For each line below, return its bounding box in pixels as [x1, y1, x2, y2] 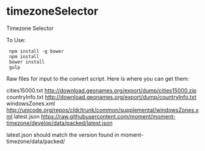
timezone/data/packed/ [6, 138, 65, 145]
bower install [9, 59, 45, 65]
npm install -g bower [9, 48, 64, 54]
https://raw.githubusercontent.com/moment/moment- [40, 112, 176, 120]
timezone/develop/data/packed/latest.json [6, 119, 113, 127]
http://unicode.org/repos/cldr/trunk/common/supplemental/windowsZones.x [6, 106, 199, 114]
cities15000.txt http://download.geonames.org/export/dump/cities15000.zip [6, 87, 197, 94]
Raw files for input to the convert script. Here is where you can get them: [6, 75, 189, 82]
